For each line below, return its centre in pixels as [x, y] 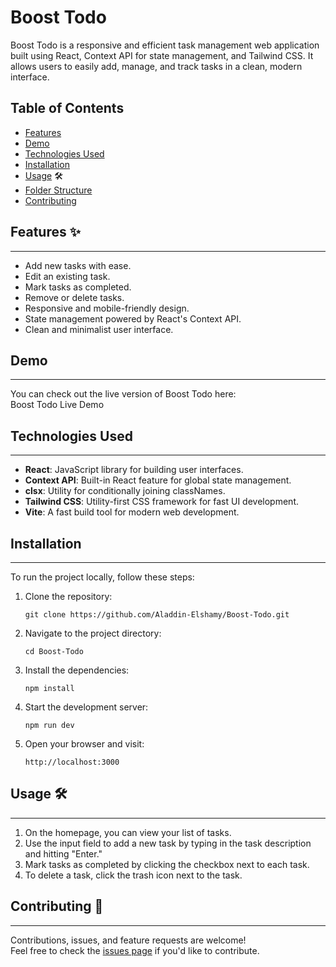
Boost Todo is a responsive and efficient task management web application [165, 45]
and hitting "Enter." [63, 853]
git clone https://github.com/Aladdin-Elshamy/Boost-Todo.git [157, 615]
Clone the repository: [68, 596]
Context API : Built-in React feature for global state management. [158, 480]
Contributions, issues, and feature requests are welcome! [128, 940]
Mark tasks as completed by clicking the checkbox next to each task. [167, 864]
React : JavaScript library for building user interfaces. [134, 470]
